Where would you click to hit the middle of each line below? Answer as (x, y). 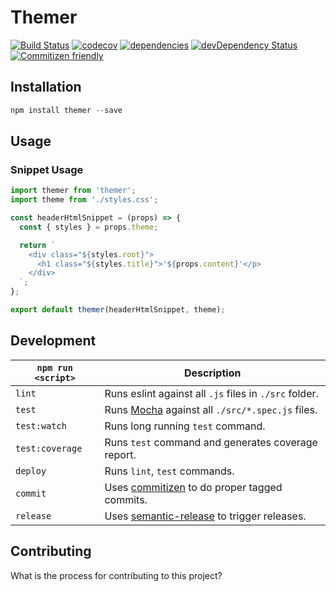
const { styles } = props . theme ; (89, 227)
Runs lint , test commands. (169, 471)
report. (120, 454)
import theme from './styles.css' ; (84, 200)
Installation (46, 87)
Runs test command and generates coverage (211, 442)
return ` (37, 245)
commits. (126, 499)
